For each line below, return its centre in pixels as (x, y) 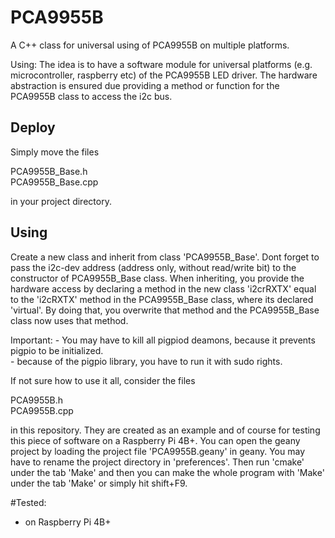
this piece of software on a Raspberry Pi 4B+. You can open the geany (155, 440)
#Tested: (28, 502)
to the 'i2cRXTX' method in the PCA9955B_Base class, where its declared (162, 299)
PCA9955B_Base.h (49, 171)
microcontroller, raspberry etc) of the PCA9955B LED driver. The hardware (164, 75)
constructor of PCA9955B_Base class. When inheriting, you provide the (157, 278)
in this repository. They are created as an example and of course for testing (165, 430)
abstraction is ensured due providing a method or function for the (145, 85)
